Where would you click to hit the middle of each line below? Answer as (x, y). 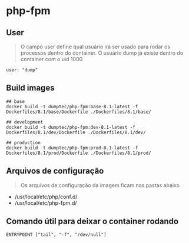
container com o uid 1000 (52, 59)
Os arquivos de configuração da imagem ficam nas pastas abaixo (100, 185)
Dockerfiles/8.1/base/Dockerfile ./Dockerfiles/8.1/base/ (79, 112)
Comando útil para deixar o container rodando (92, 222)
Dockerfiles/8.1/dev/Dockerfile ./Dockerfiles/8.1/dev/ (76, 132)
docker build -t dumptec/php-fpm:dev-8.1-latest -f (71, 127)
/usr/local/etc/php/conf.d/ (46, 197)
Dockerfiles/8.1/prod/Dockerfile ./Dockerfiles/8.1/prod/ (79, 153)
